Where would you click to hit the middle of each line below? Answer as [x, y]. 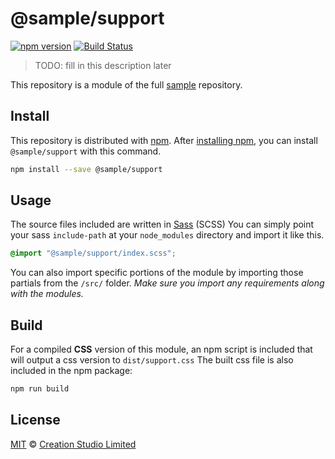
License [35, 420]
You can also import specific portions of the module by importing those [157, 273]
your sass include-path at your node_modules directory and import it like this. [167, 235]
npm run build [40, 389]
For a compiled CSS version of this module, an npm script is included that [161, 349]
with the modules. [47, 294]
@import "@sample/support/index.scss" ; [93, 253]
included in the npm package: [71, 371]
